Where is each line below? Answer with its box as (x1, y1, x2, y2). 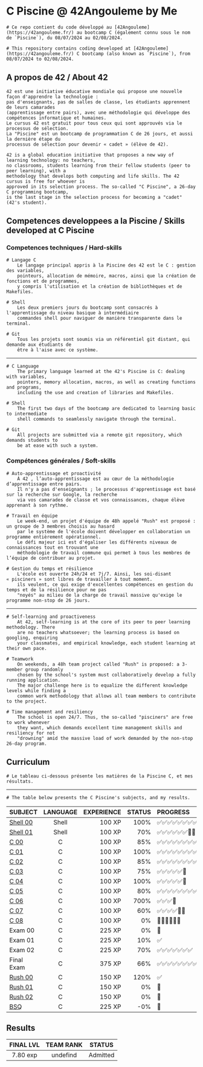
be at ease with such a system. (17, 443, 98, 449)
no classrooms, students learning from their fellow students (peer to (6, 162, 190, 169)
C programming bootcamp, (6, 189, 69, 195)
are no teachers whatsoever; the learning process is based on (17, 629, 180, 635)
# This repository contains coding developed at (6, 45, 131, 51)
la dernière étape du (6, 136, 61, 142)
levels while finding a (6, 687, 66, 693)
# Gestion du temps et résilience (6, 565, 94, 572)
